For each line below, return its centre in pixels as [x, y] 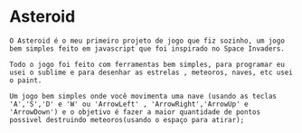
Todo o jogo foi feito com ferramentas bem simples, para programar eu [147, 64]
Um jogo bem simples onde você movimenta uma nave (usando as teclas [143, 96]
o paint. [26, 80]
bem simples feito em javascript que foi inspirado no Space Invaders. [147, 48]
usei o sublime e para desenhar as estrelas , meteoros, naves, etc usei [151, 72]
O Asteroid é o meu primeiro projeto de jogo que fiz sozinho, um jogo [147, 41]
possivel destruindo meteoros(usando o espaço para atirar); [127, 119]
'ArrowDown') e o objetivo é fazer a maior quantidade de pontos [135, 112]
